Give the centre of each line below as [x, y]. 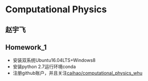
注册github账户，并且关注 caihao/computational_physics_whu [78, 73]
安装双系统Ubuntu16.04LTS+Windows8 [54, 60]
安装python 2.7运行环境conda [44, 67]
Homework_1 [26, 47]
